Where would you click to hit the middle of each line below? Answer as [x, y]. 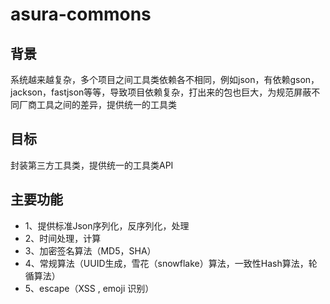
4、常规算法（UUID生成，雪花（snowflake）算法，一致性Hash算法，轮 [171, 263]
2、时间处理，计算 [63, 238]
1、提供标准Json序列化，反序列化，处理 [107, 225]
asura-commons [81, 14]
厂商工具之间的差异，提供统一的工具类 [97, 104]
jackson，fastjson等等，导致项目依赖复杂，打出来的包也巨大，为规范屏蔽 [161, 92]
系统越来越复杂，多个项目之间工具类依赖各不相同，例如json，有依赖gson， [165, 79]
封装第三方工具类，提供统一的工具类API [92, 165]
